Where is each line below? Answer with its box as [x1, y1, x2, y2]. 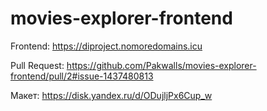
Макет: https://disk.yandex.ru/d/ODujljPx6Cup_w [10, 89, 213, 101]
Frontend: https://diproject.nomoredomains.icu [10, 40, 203, 52]
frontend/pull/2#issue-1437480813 [10, 70, 154, 82]
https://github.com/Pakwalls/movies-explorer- [66, 59, 257, 71]
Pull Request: [10, 59, 65, 71]
